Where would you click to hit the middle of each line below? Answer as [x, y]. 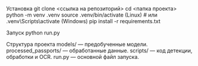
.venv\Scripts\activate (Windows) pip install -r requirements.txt [83, 21]
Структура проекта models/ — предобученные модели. [77, 44]
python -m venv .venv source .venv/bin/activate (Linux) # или [82, 15]
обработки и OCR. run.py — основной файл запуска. [73, 57]
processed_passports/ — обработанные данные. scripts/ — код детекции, [99, 51]
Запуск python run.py [33, 33]
